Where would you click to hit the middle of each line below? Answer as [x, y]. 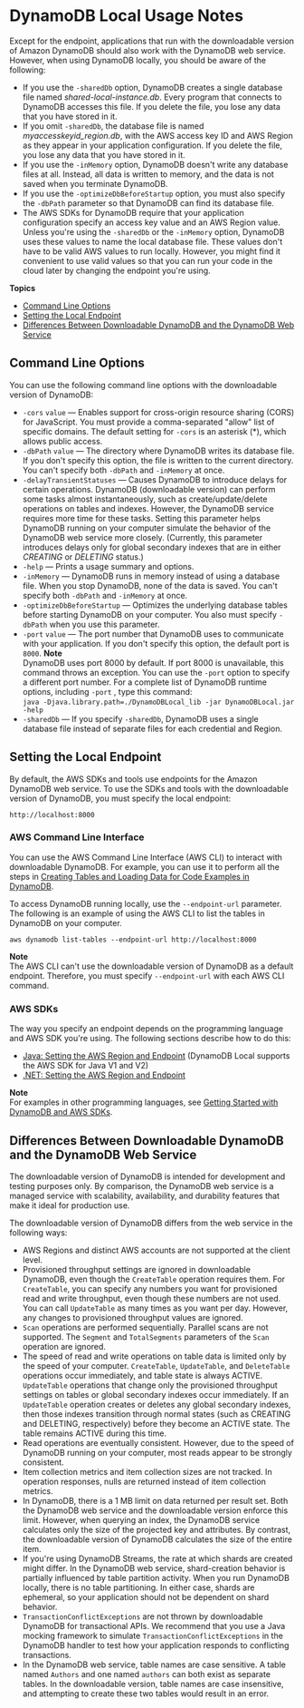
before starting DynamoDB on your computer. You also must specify [150, 614]
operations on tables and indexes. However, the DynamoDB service [148, 508]
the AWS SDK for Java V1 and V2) [85, 1066]
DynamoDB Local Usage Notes [127, 16]
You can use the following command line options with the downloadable [143, 385]
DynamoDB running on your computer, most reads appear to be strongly [157, 1452]
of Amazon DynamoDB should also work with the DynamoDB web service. [148, 50]
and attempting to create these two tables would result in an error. [146, 1693]
